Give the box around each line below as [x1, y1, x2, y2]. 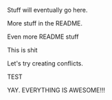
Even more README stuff [7, 32, 79, 41]
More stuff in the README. [7, 19, 83, 27]
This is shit [7, 46, 38, 54]
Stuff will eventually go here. [7, 6, 88, 14]
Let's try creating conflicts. [7, 59, 84, 68]
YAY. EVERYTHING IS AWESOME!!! [7, 86, 105, 94]
